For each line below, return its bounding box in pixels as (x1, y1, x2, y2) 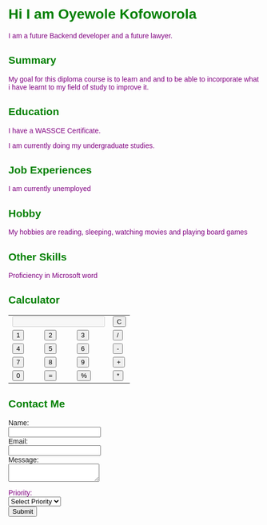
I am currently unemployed (8, 185, 91, 193)
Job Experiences (8, 163, 92, 176)
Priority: (8, 488, 33, 497)
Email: (8, 436, 28, 446)
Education (8, 105, 60, 118)
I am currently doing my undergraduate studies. (8, 141, 155, 150)
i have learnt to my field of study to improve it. (8, 82, 149, 92)
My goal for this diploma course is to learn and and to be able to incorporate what (8, 74, 260, 84)
